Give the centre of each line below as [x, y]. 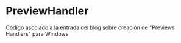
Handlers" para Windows [37, 33]
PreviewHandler [47, 11]
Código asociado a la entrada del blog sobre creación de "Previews [90, 27]
